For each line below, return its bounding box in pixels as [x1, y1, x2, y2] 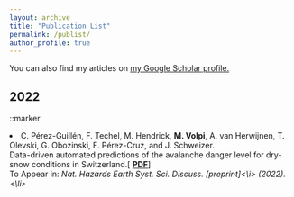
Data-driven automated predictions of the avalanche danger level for [9, 149, 264, 160]
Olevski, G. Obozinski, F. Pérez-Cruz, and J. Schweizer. [9, 140, 215, 151]
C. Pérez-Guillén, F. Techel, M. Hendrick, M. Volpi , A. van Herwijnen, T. [21, 130, 285, 141]
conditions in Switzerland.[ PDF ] [31, 159, 152, 170]
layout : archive [9, 13, 70, 22]
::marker [9, 113, 41, 124]
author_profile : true [9, 38, 91, 48]
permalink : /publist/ [9, 30, 91, 39]
